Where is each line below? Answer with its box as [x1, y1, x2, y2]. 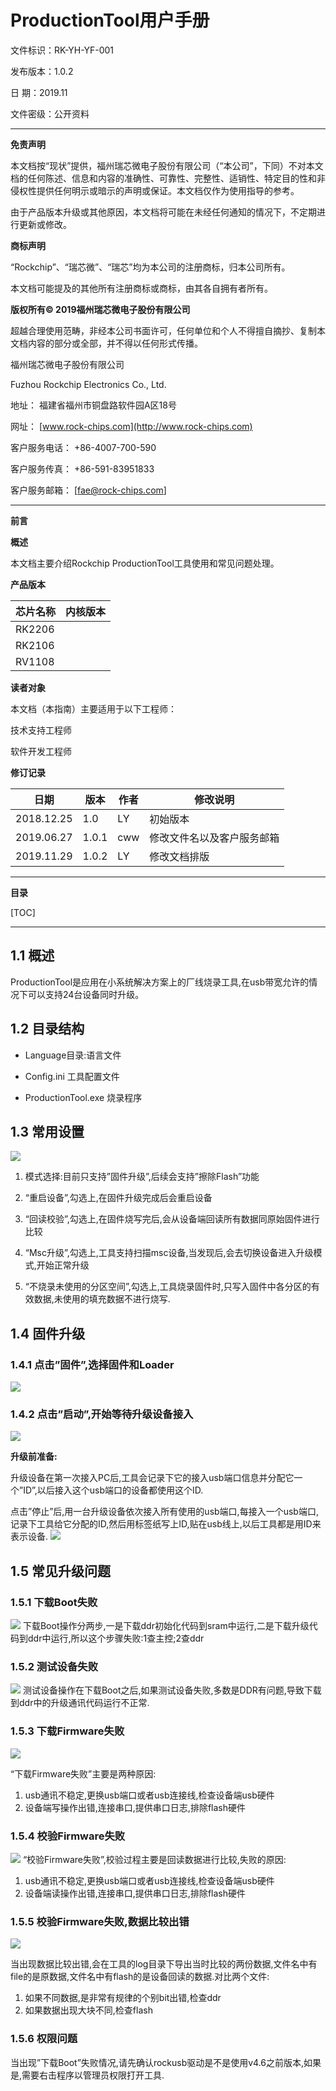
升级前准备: [10, 1451, 58, 1463]
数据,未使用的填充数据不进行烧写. [33, 1293, 171, 1305]
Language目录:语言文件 [24, 1049, 122, 1061]
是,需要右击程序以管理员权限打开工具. [10, 2069, 165, 2081]
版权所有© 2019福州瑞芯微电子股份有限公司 [10, 303, 191, 315]
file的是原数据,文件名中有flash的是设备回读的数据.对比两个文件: [10, 1971, 270, 1983]
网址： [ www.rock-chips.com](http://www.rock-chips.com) [10, 420, 253, 432]
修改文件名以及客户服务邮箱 [149, 831, 280, 845]
